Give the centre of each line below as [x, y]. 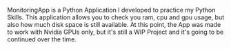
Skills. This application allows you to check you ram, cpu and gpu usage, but [116, 17]
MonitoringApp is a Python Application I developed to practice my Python [111, 10]
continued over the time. [42, 39]
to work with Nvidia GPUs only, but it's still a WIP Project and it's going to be [115, 32]
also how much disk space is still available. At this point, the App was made [114, 24]
